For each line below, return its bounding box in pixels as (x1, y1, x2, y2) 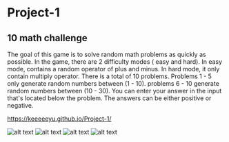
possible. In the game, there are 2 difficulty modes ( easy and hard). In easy (7, 58, 223, 66)
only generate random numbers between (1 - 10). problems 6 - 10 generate (7, 80, 219, 87)
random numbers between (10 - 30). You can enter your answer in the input (7, 87, 222, 95)
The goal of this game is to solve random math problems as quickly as (7, 50, 206, 58)
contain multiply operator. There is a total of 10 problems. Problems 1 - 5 (7, 72, 212, 80)
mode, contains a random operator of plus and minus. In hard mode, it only (7, 65, 220, 73)
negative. (7, 102, 34, 109)
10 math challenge (7, 32, 88, 44)
